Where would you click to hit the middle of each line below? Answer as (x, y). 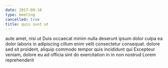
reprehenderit (20, 60)
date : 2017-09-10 (24, 10)
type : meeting (20, 15)
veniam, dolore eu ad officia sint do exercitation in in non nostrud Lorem (81, 55)
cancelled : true (22, 19)
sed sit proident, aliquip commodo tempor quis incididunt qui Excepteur (80, 49)
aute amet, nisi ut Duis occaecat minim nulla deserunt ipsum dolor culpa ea (84, 39)
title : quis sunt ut (27, 24)
